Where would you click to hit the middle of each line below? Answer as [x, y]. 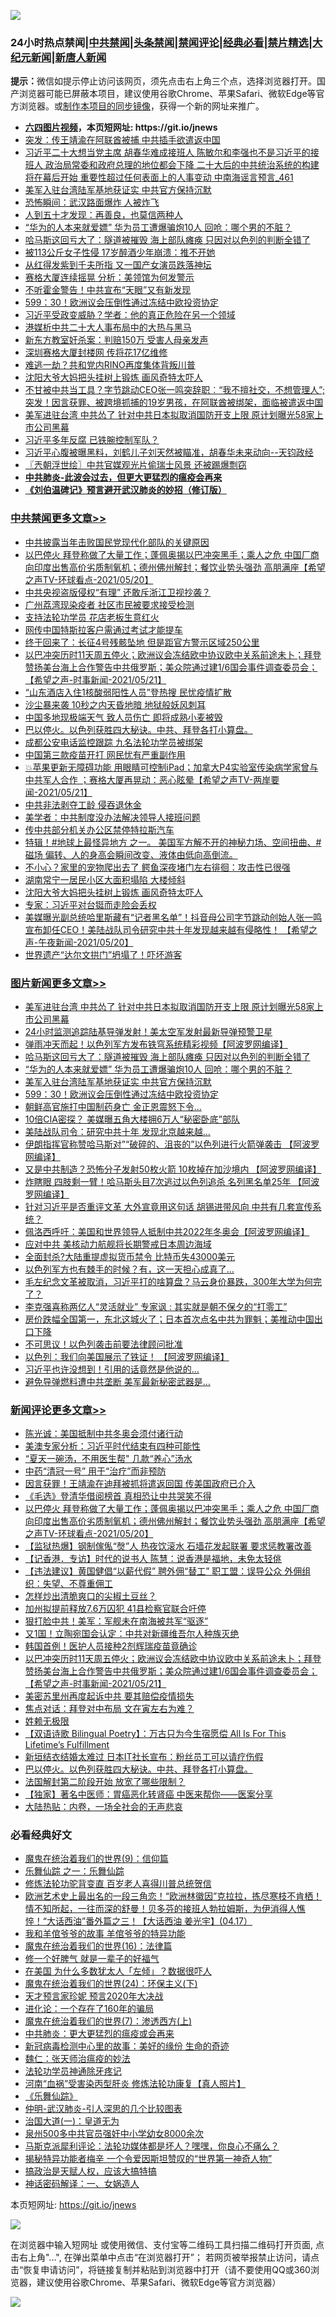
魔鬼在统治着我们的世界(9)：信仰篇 [96, 1859]
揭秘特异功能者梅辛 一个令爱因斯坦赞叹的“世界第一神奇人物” [148, 2159]
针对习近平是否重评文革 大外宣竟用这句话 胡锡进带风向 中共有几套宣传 [168, 1206]
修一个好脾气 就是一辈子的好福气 [92, 1959]
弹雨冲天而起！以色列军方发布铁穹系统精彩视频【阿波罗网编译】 [156, 1044]
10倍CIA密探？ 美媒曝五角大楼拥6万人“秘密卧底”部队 [132, 1119]
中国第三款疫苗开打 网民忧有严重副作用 [105, 754]
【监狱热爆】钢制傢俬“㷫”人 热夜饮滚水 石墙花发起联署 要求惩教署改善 [168, 1546]
